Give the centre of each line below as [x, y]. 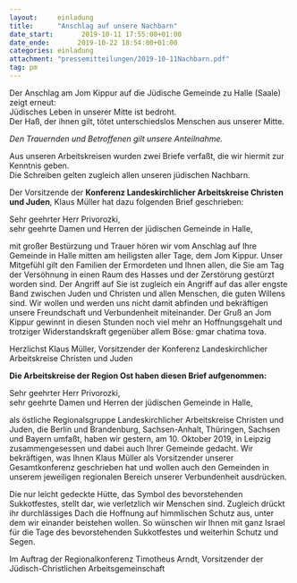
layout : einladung [51, 17]
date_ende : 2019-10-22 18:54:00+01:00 [93, 42]
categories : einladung [51, 51]
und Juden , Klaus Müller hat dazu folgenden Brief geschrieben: [127, 201]
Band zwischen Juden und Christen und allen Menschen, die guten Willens [147, 293]
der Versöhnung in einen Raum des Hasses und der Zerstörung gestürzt [142, 275]
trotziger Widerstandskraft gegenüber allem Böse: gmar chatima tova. [138, 331]
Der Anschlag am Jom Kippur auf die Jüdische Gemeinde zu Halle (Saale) [145, 93]
